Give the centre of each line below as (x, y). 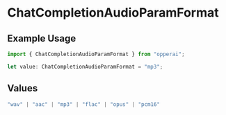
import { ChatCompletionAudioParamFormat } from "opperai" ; (96, 54)
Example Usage (42, 38)
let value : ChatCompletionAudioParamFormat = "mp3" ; (85, 67)
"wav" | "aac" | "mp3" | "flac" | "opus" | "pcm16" (83, 104)
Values (23, 88)
